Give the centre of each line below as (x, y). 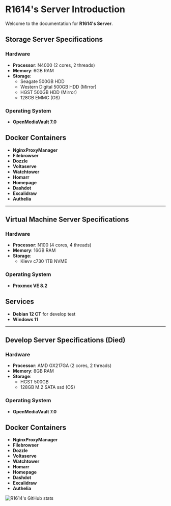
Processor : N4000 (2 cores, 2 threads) (54, 65)
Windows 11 (25, 319)
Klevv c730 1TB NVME (44, 261)
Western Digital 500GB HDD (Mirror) (58, 87)
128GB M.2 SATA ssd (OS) (48, 387)
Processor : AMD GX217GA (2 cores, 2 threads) (62, 366)
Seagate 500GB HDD (42, 81)
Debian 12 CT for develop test (44, 314)
